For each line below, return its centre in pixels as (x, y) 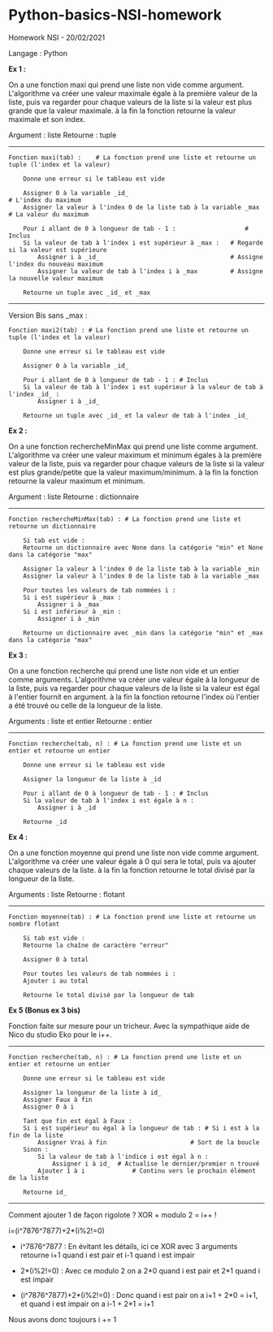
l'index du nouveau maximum (56, 264)
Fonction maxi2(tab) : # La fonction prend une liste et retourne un (129, 330)
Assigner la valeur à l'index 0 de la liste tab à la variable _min (141, 569)
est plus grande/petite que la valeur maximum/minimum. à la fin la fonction (133, 472)
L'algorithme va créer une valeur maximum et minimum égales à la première (135, 455)
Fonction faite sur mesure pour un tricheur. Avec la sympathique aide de (129, 1026)
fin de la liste (36, 1135)
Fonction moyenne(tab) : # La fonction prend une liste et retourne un (132, 917)
